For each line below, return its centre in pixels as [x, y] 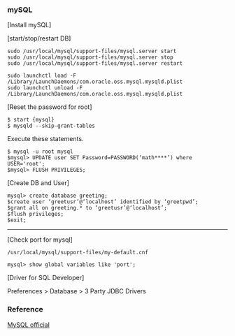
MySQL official [29, 324]
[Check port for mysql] [40, 240]
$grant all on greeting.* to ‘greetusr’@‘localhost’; [87, 208]
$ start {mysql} [31, 120]
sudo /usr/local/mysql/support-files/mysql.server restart [95, 64]
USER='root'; [26, 164]
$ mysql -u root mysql [40, 152]
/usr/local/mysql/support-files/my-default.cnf [78, 253]
